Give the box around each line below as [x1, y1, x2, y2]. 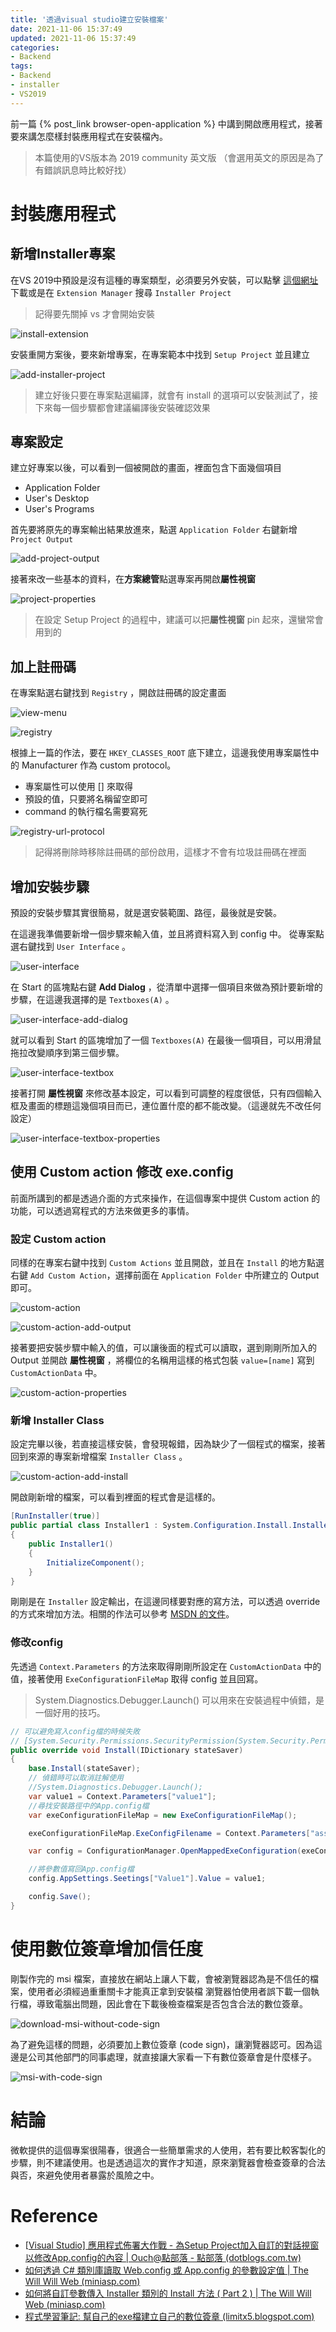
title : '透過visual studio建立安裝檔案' [10, 14, 169, 25]
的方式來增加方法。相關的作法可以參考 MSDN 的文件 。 [10, 1608, 235, 1620]
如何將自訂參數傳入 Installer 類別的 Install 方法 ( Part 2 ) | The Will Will [24, 2287, 312, 2299]
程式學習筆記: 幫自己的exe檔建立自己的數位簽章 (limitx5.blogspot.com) [24, 2310, 315, 2322]
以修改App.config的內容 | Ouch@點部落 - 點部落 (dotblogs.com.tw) [24, 2251, 302, 2263]
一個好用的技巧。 [34, 1706, 106, 1718]
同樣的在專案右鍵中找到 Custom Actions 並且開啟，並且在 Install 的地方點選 [10, 1257, 325, 1269]
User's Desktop [24, 492, 90, 505]
